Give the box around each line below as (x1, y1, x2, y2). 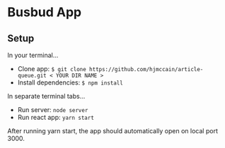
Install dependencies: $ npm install (17, 78, 124, 87)
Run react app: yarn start (17, 113, 94, 121)
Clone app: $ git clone (17, 65, 86, 73)
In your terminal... (7, 51, 59, 59)
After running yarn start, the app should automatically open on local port (7, 127, 218, 135)
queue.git (17, 72, 47, 79)
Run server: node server (17, 106, 88, 113)
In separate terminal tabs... (7, 92, 86, 100)
